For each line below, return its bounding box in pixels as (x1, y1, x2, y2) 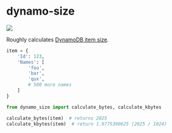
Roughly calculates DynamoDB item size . (6, 35, 109, 43)
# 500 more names (28, 82, 72, 88)
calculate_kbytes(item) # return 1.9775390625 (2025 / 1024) (6, 121, 167, 127)
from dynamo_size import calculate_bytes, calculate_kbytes (6, 104, 162, 110)
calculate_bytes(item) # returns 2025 (6, 115, 108, 121)
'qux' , (28, 76, 45, 82)
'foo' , (28, 65, 45, 71)
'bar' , (28, 70, 45, 77)
